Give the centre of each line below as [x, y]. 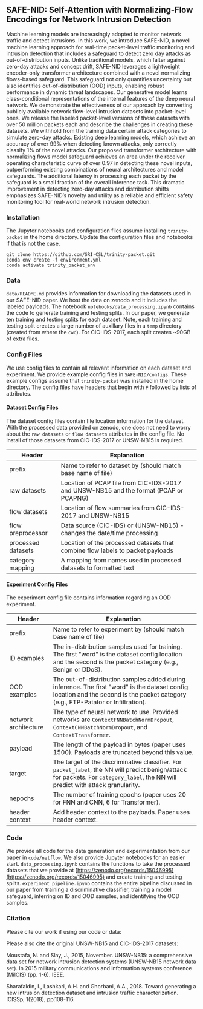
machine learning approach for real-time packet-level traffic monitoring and [100, 47]
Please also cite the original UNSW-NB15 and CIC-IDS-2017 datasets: [92, 943]
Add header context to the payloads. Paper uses [121, 812]
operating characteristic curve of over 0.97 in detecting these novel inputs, [99, 163]
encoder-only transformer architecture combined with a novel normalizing [98, 73]
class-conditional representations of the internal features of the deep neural [101, 98]
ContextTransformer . [82, 735]
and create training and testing [144, 877]
